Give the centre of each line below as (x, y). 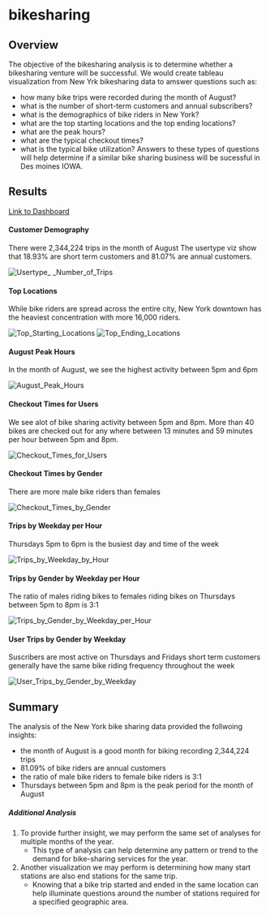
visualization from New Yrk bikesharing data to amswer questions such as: (133, 82)
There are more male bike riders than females (84, 492)
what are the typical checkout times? (81, 140)
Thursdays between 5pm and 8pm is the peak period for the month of (137, 785)
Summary (34, 707)
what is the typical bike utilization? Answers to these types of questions (139, 149)
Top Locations (33, 290)
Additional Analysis (43, 812)
